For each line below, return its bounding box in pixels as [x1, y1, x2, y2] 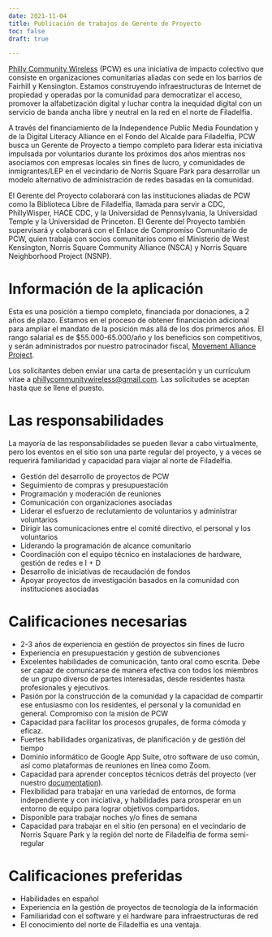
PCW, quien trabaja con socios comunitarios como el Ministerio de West [8, 234, 249, 244]
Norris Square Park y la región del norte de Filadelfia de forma [19, 830, 229, 839]
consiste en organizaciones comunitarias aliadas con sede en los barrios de [8, 72, 262, 82]
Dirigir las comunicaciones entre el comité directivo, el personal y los [19, 523, 252, 533]
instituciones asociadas [19, 584, 99, 594]
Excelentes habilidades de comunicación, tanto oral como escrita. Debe [19, 657, 261, 667]
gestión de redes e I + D [19, 558, 101, 568]
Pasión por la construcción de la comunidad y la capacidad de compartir [19, 691, 264, 701]
